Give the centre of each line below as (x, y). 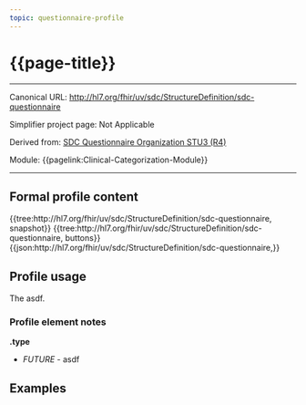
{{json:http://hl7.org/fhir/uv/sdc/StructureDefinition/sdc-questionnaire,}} (145, 248)
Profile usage (48, 276)
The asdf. (27, 298)
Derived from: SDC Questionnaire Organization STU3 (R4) (118, 141)
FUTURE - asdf (51, 359)
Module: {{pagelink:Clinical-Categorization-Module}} (109, 160)
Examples (38, 388)
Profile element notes (58, 322)
